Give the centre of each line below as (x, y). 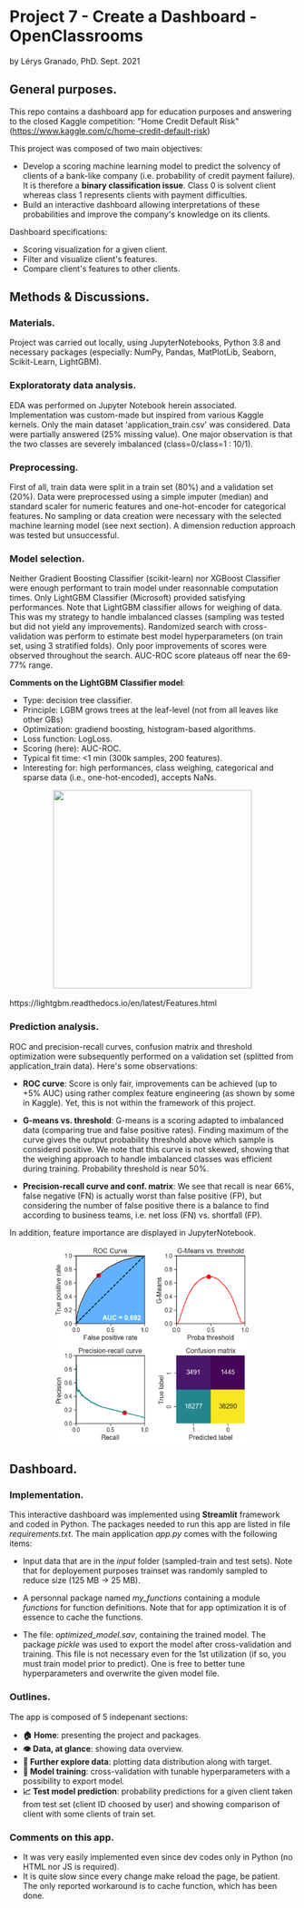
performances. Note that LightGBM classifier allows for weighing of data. (146, 607)
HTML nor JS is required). (71, 1866)
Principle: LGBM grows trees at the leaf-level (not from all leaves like (150, 710)
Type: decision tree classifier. (78, 700)
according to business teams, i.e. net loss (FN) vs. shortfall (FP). (142, 1215)
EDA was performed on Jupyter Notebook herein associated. (123, 405)
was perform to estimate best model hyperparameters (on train (165, 636)
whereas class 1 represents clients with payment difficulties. (135, 195)
